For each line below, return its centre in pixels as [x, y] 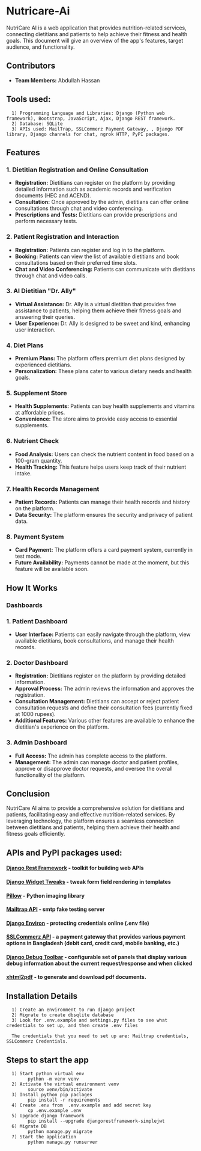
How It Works [32, 588]
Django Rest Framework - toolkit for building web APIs [75, 868]
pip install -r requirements [64, 1100]
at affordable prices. [40, 413]
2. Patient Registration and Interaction [63, 237]
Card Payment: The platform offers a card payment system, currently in [104, 550]
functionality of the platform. [50, 775]
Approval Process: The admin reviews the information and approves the [104, 689]
